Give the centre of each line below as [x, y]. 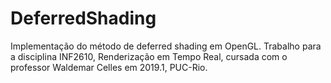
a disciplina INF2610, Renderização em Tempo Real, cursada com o [149, 56]
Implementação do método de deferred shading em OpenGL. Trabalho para [166, 46]
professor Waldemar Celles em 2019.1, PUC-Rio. [109, 67]
